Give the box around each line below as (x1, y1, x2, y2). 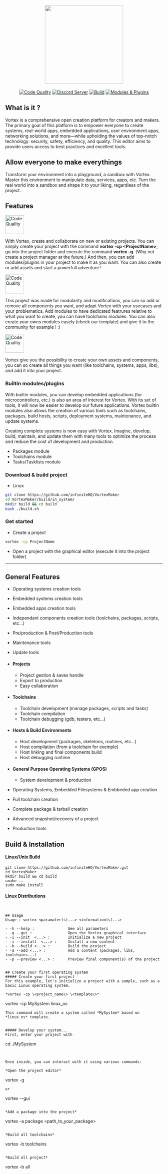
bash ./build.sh (5, 506, 39, 511)
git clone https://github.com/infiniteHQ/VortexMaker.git (5, 865, 128, 870)
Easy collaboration (19, 683, 58, 689)
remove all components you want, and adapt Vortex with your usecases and (5, 303, 161, 309)
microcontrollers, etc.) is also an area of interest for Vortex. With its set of (5, 397, 156, 403)
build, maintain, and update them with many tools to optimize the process (5, 433, 156, 439)
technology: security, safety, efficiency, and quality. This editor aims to (5, 138, 151, 144)
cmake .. (5, 878, 23, 883)
